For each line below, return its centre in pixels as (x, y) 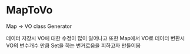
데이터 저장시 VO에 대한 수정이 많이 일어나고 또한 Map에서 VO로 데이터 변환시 (96, 38)
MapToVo (29, 10)
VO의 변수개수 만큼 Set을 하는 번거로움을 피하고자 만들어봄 (74, 45)
